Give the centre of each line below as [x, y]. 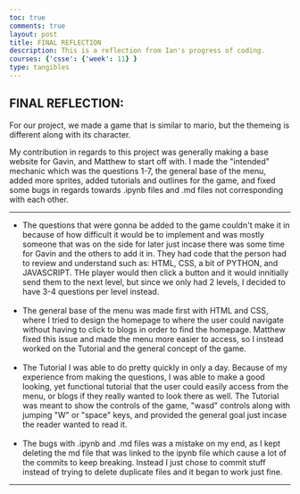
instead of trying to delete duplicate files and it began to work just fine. [152, 472]
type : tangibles [39, 68]
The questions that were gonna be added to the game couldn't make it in [156, 225]
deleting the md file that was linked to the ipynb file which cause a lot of [154, 453]
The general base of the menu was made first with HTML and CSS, [145, 310]
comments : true [37, 26]
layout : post [33, 34]
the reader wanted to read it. [75, 424]
